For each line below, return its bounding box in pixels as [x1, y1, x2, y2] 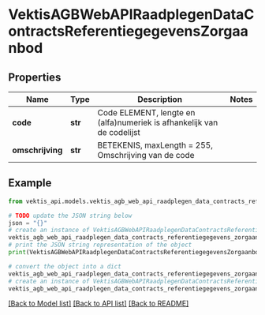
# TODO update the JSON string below [8, 212, 132, 219]
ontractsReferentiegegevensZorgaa [8, 22, 248, 40]
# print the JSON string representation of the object [8, 241, 192, 249]
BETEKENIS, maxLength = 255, [97, 140, 214, 151]
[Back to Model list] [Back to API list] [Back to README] [8, 298, 189, 309]
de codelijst [97, 127, 140, 137]
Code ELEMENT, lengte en [97, 107, 196, 118]
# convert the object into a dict [8, 262, 122, 270]
